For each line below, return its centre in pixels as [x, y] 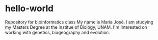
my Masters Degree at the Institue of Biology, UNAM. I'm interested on [76, 27]
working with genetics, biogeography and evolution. [58, 32]
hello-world [29, 9]
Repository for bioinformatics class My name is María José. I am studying [79, 22]
